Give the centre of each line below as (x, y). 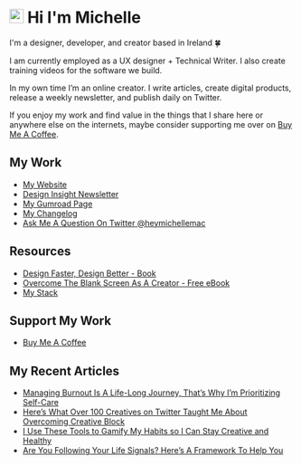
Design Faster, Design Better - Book (89, 273)
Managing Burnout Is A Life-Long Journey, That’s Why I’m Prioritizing (151, 393)
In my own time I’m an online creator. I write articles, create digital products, (150, 88)
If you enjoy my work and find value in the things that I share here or (136, 115)
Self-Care (40, 403)
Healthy (37, 441)
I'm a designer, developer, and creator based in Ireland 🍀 (115, 43)
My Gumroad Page (57, 204)
